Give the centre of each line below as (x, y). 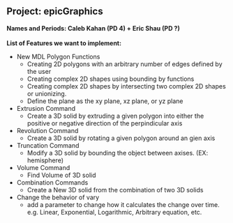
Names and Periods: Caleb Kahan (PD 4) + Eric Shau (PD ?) (93, 28)
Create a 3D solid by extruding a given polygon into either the (115, 116)
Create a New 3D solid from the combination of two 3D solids (115, 190)
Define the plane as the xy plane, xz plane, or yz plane (105, 101)
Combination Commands (52, 182)
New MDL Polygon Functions (58, 56)
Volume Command (43, 167)
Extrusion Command (46, 108)
